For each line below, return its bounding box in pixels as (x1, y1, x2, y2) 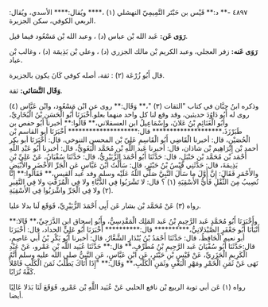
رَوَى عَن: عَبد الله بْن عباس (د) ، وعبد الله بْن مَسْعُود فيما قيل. (9, 32, 188, 40)
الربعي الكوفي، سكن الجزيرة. (9, 16, 96, 25)
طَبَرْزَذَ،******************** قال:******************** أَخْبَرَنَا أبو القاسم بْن (9, 127, 243, 136)
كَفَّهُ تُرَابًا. (9, 267, 36, 276)
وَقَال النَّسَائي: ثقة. (9, 86, 63, 95)
